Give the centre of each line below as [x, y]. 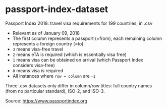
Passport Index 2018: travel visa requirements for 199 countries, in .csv [79, 23]
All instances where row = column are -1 [54, 76]
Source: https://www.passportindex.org [46, 101]
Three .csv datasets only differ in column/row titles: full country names [79, 86]
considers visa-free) [34, 65]
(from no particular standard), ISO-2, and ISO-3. [55, 91]
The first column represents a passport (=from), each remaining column [87, 38]
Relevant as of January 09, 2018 [46, 33]
